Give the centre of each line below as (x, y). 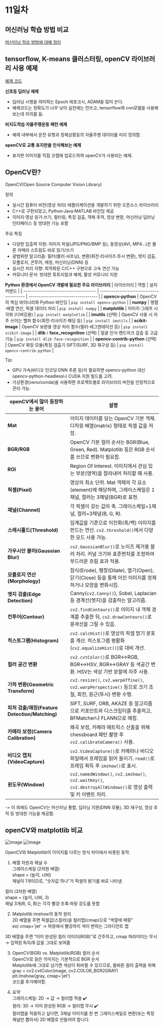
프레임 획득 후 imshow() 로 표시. (104, 766)
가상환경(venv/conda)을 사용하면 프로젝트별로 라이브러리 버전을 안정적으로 (83, 382)
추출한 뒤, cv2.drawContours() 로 (116, 617)
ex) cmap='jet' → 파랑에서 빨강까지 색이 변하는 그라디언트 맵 (70, 926)
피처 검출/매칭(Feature (33, 708)
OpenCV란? (23, 172)
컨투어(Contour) (26, 617)
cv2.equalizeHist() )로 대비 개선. (109, 648)
